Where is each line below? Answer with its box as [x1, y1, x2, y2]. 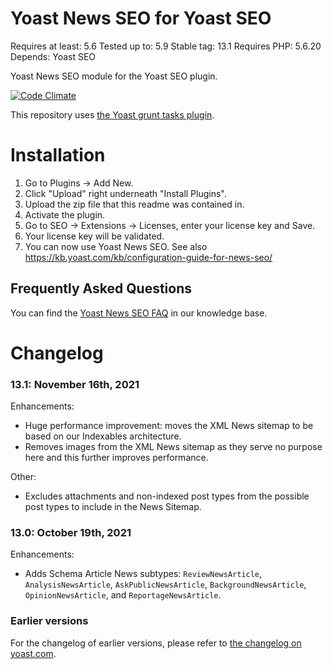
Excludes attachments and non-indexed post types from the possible [24, 490, 310, 502]
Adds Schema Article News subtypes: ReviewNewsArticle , [24, 568, 263, 580]
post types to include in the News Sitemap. [24, 501, 202, 513]
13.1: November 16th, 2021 [10, 377, 140, 391]
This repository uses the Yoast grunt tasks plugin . [10, 108, 215, 121]
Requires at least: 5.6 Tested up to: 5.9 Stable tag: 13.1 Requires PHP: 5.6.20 [10, 40, 322, 52]
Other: [10, 471, 37, 483]
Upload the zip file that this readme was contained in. [24, 198, 245, 210]
